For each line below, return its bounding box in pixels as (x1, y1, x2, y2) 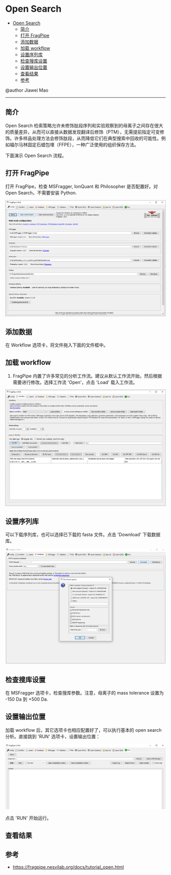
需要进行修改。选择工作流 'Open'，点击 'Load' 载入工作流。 (12, 379, 137, 385)
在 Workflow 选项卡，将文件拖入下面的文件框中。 (5, 342, 108, 348)
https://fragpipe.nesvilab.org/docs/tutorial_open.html (12, 864, 124, 870)
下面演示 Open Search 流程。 (5, 152, 67, 158)
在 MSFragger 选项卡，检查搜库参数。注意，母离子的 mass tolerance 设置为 (5, 690, 164, 696)
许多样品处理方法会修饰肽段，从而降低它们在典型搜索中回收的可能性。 (14, 135, 161, 141)
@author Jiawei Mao (5, 87, 48, 93)
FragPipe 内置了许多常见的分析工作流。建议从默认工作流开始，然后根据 (12, 373, 162, 379)
